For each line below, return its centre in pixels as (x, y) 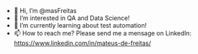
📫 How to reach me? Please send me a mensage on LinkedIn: (102, 33)
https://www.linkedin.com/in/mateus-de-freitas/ (82, 43)
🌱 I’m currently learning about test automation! (80, 25)
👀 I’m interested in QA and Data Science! (72, 18)
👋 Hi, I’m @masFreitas (45, 11)
